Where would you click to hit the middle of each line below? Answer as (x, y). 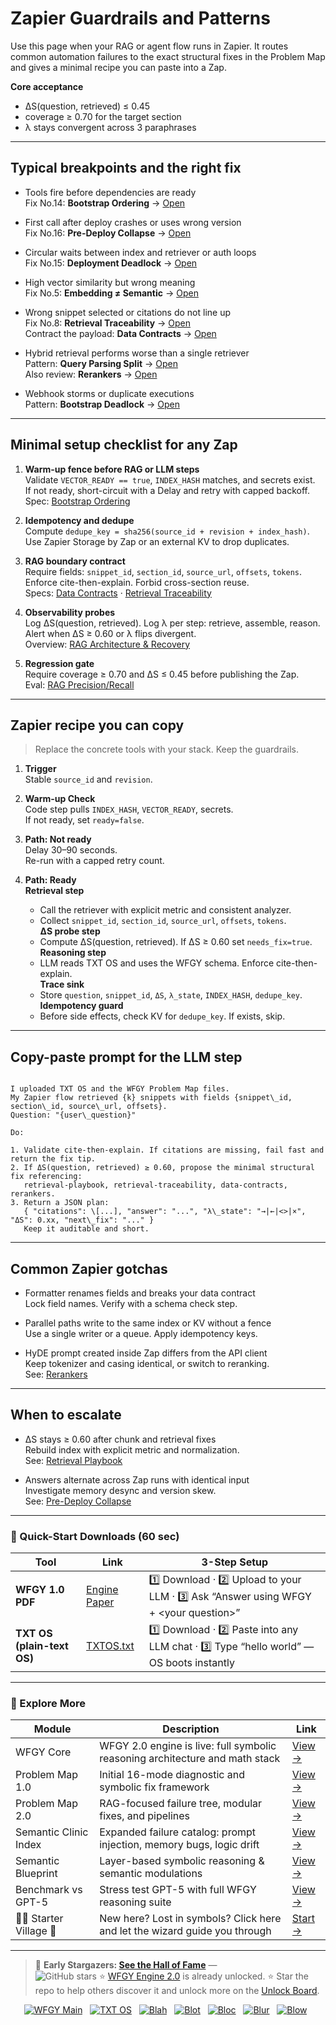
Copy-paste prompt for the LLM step (126, 1057)
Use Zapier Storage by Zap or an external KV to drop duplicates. (157, 541)
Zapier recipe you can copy (97, 725)
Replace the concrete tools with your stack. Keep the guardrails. (166, 749)
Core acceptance (47, 86)
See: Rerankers (56, 1374)
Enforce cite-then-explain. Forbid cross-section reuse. (137, 582)
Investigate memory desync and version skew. (120, 1490)
